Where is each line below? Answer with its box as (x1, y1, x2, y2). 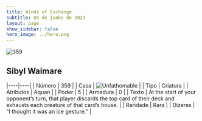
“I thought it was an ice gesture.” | (6, 108, 92, 115)
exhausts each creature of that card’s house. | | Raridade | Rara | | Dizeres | (6, 101, 195, 108)
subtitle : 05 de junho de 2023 (6, 15, 86, 21)
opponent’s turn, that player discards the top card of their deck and (6, 95, 175, 102)
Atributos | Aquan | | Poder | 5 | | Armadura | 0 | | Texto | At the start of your (6, 88, 196, 95)
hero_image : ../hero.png (6, 32, 69, 38)
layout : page (6, 20, 40, 26)
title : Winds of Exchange (6, 9, 72, 15)
